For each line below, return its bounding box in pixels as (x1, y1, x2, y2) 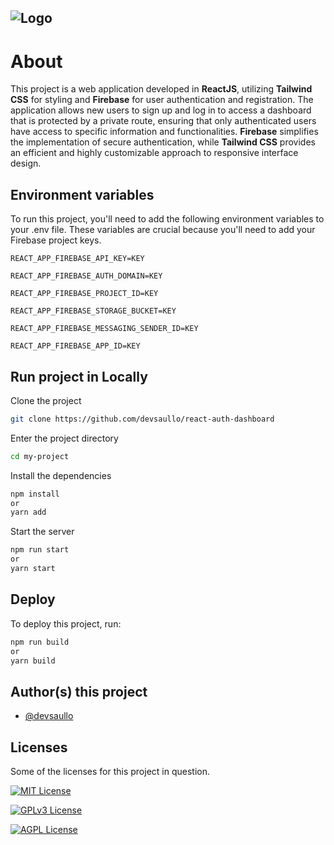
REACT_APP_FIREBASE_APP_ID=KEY (10, 341, 141, 351)
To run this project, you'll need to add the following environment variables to (10, 213, 325, 225)
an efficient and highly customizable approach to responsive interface (10, 147, 299, 159)
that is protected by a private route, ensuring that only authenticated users (10, 115, 317, 127)
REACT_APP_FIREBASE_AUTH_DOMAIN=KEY (10, 271, 163, 281)
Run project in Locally (10, 368, 148, 385)
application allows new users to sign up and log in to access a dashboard (10, 104, 312, 116)
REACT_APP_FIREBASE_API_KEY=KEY (10, 254, 145, 264)
